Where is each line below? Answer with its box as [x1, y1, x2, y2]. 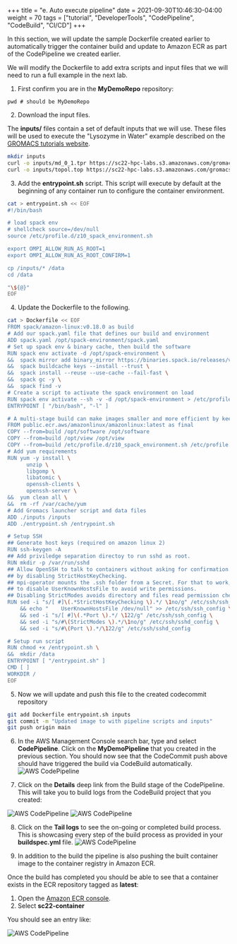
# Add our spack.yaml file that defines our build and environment [7, 330, 210, 337]
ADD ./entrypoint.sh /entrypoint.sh [7, 520, 115, 527]
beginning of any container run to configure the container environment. [17, 187, 225, 195]
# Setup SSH [7, 533, 42, 540]
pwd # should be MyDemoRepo [7, 98, 90, 105]
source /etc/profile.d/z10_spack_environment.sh [7, 232, 153, 240]
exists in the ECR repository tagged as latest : [7, 880, 139, 889]
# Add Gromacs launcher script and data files [7, 507, 147, 514]
